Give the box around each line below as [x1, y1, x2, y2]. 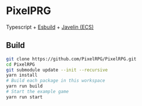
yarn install [6, 72, 38, 78]
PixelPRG [6, 4, 51, 18]
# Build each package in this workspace [6, 78, 106, 84]
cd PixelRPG [6, 61, 35, 67]
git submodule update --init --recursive [6, 67, 108, 73]
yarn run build [6, 83, 43, 89]
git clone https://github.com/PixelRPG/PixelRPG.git [6, 56, 137, 62]
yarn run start [6, 94, 43, 100]
